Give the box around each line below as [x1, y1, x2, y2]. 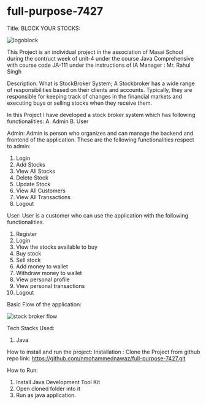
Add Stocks [15, 161, 45, 168]
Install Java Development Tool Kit [15, 378, 101, 385]
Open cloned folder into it [15, 385, 81, 392]
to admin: [7, 142, 31, 150]
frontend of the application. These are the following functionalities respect [7, 136, 195, 143]
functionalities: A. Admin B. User [7, 118, 89, 125]
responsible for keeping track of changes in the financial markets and [7, 93, 183, 100]
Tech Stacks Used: [7, 324, 55, 331]
